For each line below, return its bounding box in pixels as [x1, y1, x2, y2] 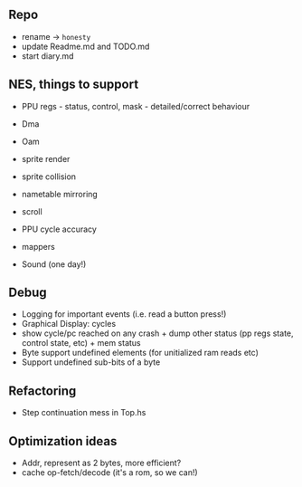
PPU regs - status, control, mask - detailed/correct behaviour [21, 100, 250, 111]
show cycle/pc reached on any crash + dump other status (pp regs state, [21, 328, 295, 339]
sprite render [21, 153, 71, 164]
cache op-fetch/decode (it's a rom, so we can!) [21, 467, 198, 478]
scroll [21, 205, 42, 216]
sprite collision [21, 171, 77, 182]
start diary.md [21, 50, 74, 62]
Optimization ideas [8, 434, 118, 449]
